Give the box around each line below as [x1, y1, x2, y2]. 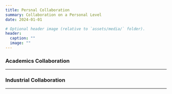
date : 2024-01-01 [5, 17, 42, 22]
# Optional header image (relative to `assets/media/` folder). [5, 26, 145, 31]
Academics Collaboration [5, 57, 70, 64]
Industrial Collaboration [5, 77, 66, 84]
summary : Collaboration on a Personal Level [5, 12, 102, 17]
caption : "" [10, 36, 36, 41]
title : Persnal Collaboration [5, 7, 70, 13]
